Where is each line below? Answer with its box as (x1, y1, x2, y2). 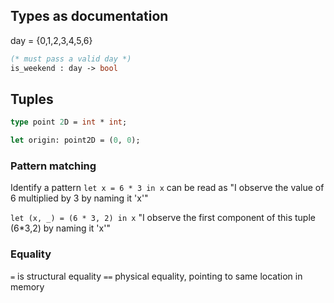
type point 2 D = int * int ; (10, 117, 128, 128)
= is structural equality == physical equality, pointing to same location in (10, 270, 303, 282)
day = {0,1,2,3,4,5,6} (10, 34, 93, 46)
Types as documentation (10, 8, 169, 25)
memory (10, 280, 45, 293)
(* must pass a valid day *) (10, 54, 132, 64)
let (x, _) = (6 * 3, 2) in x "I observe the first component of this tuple (10, 212, 316, 224)
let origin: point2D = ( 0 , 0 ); (10, 135, 141, 146)
